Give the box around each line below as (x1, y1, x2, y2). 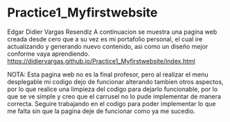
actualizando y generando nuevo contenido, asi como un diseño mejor (7, 42, 209, 50)
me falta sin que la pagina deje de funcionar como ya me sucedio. (7, 107, 195, 115)
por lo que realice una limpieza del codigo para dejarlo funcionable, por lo (7, 85, 218, 93)
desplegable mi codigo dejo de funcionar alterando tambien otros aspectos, (7, 77, 224, 85)
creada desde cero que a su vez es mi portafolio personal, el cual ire (7, 34, 203, 43)
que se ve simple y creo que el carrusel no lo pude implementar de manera (7, 92, 222, 101)
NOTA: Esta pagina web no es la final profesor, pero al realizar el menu (7, 70, 209, 79)
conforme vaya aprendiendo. (7, 50, 90, 58)
